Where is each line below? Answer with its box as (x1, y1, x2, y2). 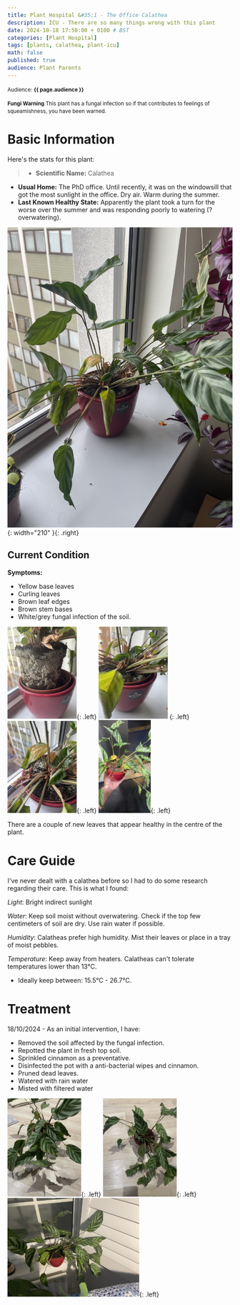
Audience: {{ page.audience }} (7, 86, 84, 93)
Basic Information (7, 131, 116, 147)
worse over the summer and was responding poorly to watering (17, 205, 206, 214)
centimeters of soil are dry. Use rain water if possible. (7, 919, 165, 928)
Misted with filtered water (17, 1084, 94, 1093)
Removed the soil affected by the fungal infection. (17, 1038, 165, 1047)
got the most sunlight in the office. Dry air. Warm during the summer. (17, 190, 220, 199)
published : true (7, 57, 56, 64)
